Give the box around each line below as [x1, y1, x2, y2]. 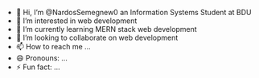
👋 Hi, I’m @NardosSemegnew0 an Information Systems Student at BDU [15, 8, 252, 17]
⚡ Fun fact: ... [15, 62, 60, 72]
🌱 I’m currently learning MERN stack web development [15, 25, 197, 33]
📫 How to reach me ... [15, 42, 91, 51]
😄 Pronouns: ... [15, 53, 68, 63]
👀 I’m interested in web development [15, 16, 138, 25]
